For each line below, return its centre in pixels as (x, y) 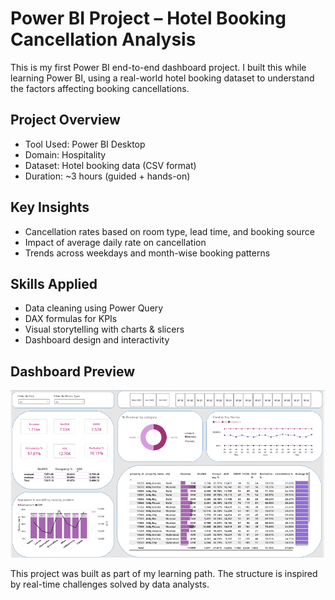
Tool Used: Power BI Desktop (85, 144)
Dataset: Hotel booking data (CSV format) (110, 165)
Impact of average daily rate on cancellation (115, 242)
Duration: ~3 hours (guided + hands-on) (107, 176)
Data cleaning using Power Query (94, 308)
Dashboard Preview (73, 371)
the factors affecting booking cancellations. (100, 88)
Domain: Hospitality (65, 154)
